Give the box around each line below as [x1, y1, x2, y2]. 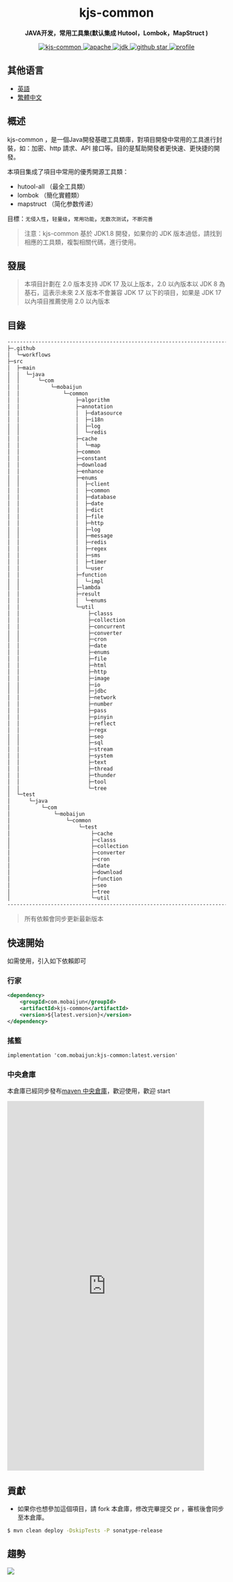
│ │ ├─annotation [7, 403, 113, 410]
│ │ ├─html [7, 662, 107, 669]
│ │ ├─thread [7, 765, 113, 772]
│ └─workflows [7, 351, 51, 358]
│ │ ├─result [7, 591, 101, 598]
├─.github [7, 345, 36, 352]
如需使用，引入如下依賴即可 [7, 957, 87, 965]
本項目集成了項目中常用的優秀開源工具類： [7, 167, 129, 175]
